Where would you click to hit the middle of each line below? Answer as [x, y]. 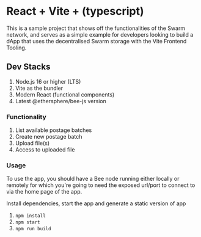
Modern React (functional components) [65, 94]
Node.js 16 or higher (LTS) [48, 81]
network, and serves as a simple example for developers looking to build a [100, 34]
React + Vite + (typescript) [75, 11]
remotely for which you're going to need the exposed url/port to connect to [101, 185]
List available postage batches [53, 130]
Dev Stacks [28, 67]
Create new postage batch [49, 137]
